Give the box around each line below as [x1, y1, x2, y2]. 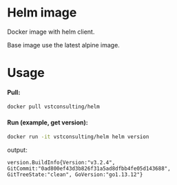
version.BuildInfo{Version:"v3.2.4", [7, 160, 116, 166]
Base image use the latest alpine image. [7, 41, 121, 49]
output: [7, 146, 28, 154]
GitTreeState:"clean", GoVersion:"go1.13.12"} [7, 171, 143, 178]
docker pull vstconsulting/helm [7, 103, 100, 111]
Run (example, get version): [7, 118, 88, 127]
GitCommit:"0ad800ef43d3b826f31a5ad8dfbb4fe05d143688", [7, 165, 171, 173]
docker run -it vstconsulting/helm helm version [7, 133, 149, 140]
